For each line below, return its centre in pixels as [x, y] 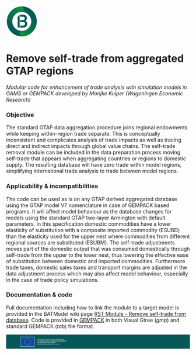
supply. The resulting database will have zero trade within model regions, [94, 165]
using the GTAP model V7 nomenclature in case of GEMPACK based [88, 205]
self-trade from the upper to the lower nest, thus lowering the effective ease [97, 255]
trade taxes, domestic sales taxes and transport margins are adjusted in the [97, 267]
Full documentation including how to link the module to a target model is [93, 308]
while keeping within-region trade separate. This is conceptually [83, 134]
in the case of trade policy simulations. [52, 280]
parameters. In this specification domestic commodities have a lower [89, 224]
